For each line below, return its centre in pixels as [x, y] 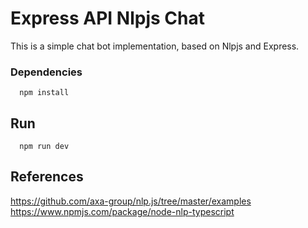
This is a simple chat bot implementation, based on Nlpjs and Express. [155, 46]
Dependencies [46, 72]
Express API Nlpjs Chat [107, 18]
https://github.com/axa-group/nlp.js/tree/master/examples [131, 201]
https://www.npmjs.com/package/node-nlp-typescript [122, 211]
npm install [44, 93]
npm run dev [44, 147]
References [47, 177]
